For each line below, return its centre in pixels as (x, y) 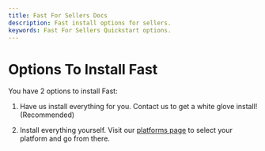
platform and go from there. (65, 138)
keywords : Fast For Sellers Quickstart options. (90, 30)
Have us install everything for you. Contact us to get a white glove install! (138, 107)
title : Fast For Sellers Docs (58, 15)
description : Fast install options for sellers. (90, 23)
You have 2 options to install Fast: (63, 91)
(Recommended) (47, 115)
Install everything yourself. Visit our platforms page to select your (126, 130)
